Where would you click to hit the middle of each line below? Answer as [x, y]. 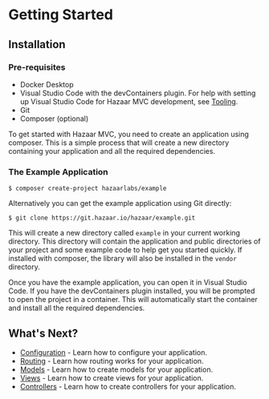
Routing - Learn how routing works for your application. [112, 361]
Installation [37, 44]
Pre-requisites [37, 67]
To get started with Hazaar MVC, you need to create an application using [128, 134]
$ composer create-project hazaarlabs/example [88, 189]
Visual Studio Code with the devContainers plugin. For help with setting [138, 93]
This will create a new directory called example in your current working [124, 233]
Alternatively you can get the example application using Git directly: [120, 204]
